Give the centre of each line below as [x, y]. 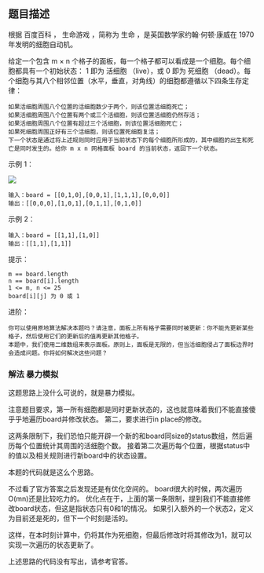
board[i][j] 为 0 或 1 [44, 296]
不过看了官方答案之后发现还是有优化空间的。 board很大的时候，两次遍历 [125, 489]
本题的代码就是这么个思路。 [53, 473]
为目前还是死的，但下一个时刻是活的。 [70, 518]
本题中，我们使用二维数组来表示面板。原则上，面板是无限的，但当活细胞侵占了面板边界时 [131, 345]
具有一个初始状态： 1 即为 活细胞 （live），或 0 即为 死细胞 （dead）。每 [136, 71]
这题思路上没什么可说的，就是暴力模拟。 [73, 393]
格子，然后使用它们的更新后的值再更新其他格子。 [75, 336]
